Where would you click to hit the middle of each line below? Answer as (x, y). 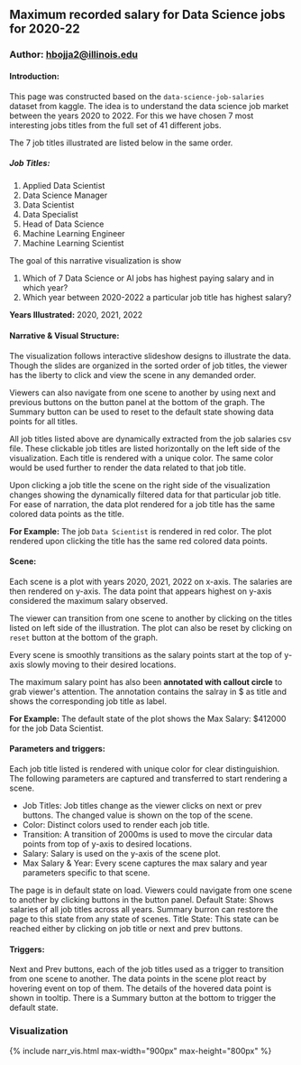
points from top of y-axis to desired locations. (107, 844)
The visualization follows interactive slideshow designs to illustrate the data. (150, 356)
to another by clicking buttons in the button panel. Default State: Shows (142, 900)
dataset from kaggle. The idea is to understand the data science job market (149, 106)
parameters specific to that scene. (86, 873)
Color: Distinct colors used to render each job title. (116, 825)
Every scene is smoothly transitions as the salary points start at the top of (146, 654)
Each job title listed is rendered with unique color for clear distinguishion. (145, 769)
